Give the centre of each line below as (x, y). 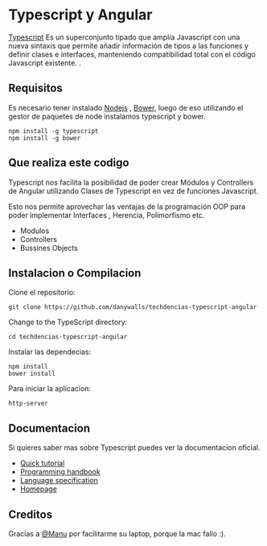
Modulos (35, 231)
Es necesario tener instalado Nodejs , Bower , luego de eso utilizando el (126, 107)
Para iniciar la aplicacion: (49, 389)
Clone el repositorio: (42, 293)
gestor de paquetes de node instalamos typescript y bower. (107, 116)
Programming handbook (60, 472)
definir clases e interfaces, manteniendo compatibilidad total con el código (132, 54)
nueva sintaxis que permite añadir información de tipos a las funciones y (129, 45)
